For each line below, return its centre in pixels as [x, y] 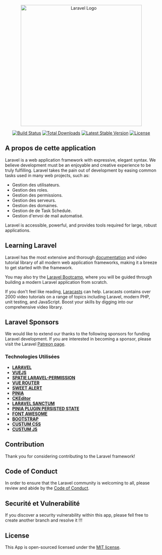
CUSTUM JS [25, 429]
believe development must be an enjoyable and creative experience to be [78, 165]
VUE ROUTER [26, 383]
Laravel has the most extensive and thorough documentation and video [76, 257]
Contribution [25, 445]
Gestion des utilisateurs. [36, 185]
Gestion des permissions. [37, 195]
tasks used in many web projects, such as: [47, 175]
